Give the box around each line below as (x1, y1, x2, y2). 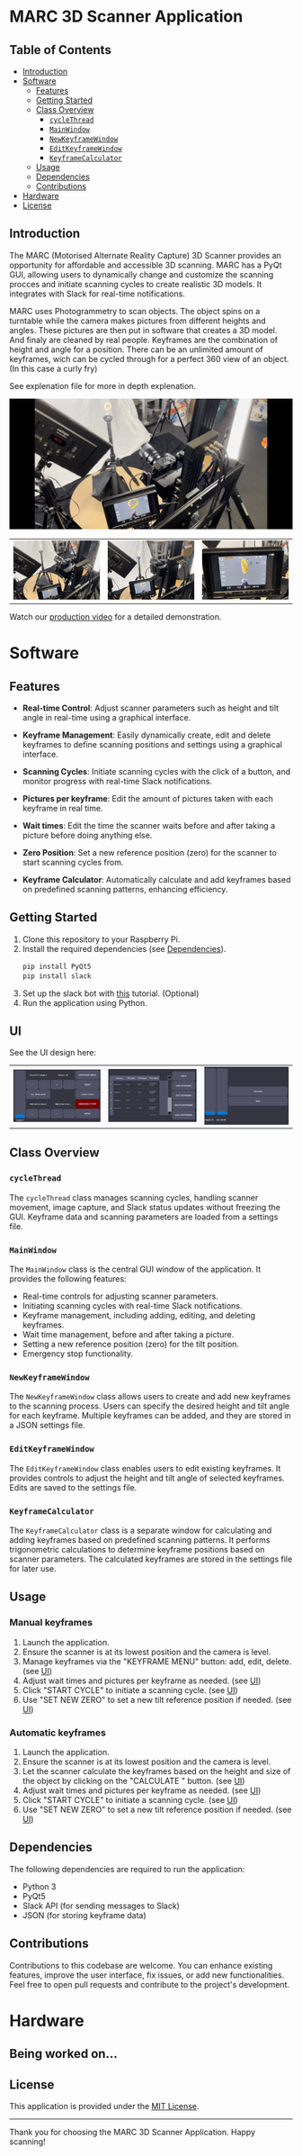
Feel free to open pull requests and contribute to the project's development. (9, 1979, 290, 1989)
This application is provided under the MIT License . (9, 2100, 200, 2111)
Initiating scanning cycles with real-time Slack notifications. (22, 1300, 243, 1311)
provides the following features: (9, 1273, 128, 1284)
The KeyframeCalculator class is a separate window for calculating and (9, 1525, 272, 1535)
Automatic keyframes (9, 1726, 106, 1739)
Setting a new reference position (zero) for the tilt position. (22, 1339, 240, 1350)
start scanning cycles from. (22, 856, 124, 867)
